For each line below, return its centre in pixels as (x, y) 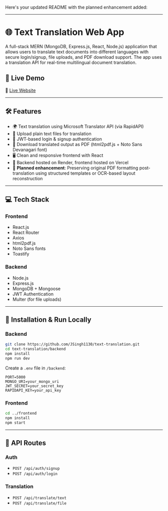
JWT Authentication (33, 294)
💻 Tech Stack (27, 200)
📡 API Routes (26, 443)
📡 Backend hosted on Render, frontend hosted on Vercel (70, 162)
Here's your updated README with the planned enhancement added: (76, 7)
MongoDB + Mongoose (36, 289)
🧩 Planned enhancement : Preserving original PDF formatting (75, 168)
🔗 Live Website (20, 90)
